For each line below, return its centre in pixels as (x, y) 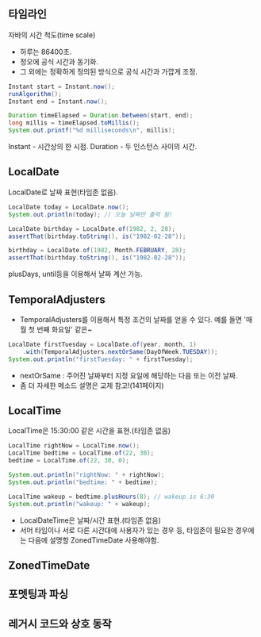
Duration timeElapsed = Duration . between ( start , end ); (101, 116)
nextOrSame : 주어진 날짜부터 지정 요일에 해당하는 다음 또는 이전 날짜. (129, 375)
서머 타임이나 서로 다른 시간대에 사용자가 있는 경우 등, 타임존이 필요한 (127, 530)
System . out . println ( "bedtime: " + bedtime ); (83, 482)
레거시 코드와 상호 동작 (60, 624)
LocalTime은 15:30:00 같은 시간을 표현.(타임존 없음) (90, 431)
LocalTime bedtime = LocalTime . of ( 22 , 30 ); (81, 453)
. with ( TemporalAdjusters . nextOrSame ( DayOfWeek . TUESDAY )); (120, 351)
